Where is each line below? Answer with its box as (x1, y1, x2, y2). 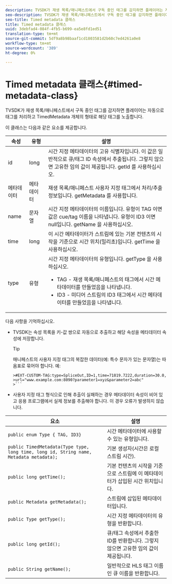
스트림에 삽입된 (106, 495, 142, 502)
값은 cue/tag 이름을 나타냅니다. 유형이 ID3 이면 (48, 213, 156, 220)
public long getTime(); (8, 474, 66, 480)
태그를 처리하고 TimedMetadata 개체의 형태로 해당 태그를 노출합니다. (5, 114, 144, 120)
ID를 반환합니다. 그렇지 (106, 537, 159, 545)
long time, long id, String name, (8, 449, 92, 455)
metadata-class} (5, 90, 78, 101)
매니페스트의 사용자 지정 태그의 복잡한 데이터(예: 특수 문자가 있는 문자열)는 (12, 357, 161, 363)
